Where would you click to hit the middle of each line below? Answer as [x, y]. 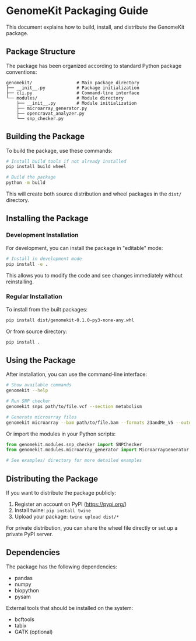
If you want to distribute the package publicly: [61, 493]
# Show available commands [39, 385]
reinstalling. [20, 282]
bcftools [24, 619]
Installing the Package [47, 219]
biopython [27, 590]
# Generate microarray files [41, 417]
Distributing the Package [52, 479]
